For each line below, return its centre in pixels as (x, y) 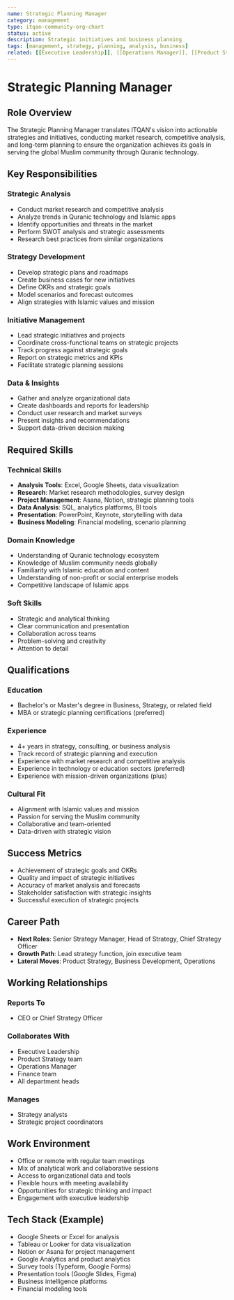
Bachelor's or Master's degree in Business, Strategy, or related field (115, 705)
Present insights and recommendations (73, 421)
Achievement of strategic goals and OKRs (77, 870)
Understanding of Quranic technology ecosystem (88, 556)
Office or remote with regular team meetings (81, 1160)
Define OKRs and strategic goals (64, 287)
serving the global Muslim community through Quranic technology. (103, 152)
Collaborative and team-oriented (64, 824)
